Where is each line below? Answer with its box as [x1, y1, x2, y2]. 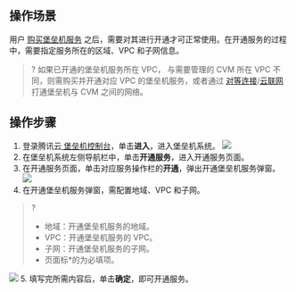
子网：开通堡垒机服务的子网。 [44, 243, 154, 254]
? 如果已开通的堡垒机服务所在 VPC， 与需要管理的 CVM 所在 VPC [30, 63, 271, 74]
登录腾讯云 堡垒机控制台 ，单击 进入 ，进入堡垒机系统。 [21, 140, 220, 151]
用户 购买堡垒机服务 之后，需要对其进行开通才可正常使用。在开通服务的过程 [9, 34, 287, 45]
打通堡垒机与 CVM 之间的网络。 [30, 86, 149, 96]
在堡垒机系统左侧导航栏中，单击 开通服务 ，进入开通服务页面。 [21, 151, 250, 163]
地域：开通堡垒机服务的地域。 [44, 221, 154, 231]
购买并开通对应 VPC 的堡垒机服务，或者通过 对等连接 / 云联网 [62, 75, 284, 86]
